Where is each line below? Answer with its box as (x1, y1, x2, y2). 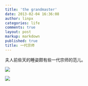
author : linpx (5, 16, 34, 21)
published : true (5, 39, 38, 43)
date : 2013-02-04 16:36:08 (5, 12, 59, 16)
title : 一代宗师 (5, 43, 35, 48)
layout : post (5, 29, 31, 34)
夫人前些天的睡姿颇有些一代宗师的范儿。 (5, 57, 86, 63)
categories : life (5, 20, 40, 26)
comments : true (5, 25, 36, 30)
